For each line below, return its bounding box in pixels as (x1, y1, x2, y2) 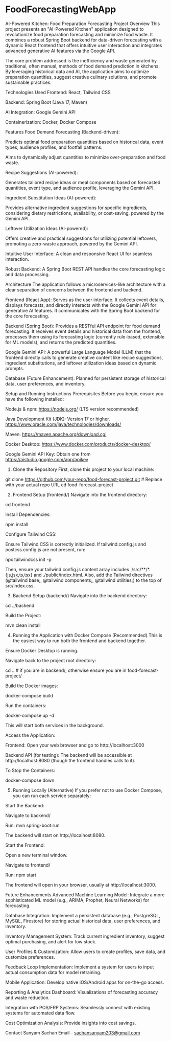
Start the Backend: (5, 802, 44, 808)
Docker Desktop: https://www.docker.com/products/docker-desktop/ (5, 441, 151, 447)
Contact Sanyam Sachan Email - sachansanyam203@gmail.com (5, 1029, 140, 1036)
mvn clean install (5, 622, 41, 628)
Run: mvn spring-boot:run (5, 822, 60, 828)
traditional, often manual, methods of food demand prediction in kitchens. (5, 63, 160, 69)
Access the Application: (5, 732, 55, 738)
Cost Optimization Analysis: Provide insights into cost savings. (5, 1020, 136, 1026)
